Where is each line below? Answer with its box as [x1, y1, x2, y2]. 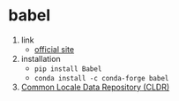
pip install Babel [34, 64, 102, 74]
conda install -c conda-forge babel [34, 74, 169, 82]
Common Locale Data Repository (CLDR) [20, 82, 170, 92]
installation [20, 53, 61, 64]
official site [34, 43, 75, 54]
